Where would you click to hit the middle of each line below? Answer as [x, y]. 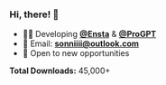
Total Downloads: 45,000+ [60, 71]
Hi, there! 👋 [34, 14]
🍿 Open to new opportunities [76, 53]
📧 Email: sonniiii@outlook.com [81, 43]
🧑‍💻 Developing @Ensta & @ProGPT [89, 34]
